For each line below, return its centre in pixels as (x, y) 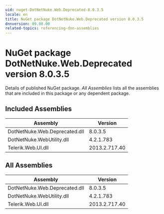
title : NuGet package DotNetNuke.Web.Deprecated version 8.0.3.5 (74, 19)
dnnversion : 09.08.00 (28, 24)
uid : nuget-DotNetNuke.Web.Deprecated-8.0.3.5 (54, 10)
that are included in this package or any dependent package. (68, 93)
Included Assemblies (39, 109)
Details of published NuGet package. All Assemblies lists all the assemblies (82, 88)
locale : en (16, 14)
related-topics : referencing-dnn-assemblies (52, 28)
